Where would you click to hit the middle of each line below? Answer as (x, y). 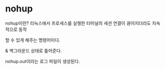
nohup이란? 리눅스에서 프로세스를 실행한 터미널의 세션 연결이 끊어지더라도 (78, 23)
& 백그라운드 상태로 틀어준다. (33, 50)
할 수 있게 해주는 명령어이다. (33, 40)
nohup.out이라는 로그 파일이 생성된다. (43, 61)
